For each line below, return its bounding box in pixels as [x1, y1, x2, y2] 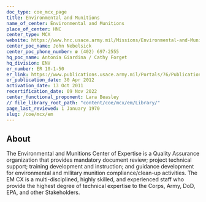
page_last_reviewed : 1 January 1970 [6, 105, 100, 112]
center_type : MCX [6, 32, 51, 38]
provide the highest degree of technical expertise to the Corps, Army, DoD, [6, 182, 196, 190]
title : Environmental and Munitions [6, 15, 100, 21]
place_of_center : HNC [6, 26, 62, 32]
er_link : [6, 71, 29, 78]
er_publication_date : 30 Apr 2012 [6, 77, 95, 83]
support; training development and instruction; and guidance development [6, 163, 194, 170]
